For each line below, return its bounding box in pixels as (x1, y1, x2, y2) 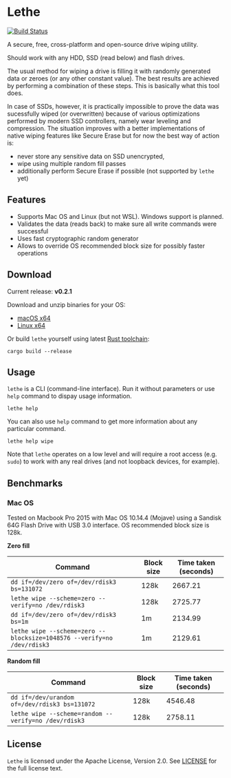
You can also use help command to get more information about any (7, 417, 198, 425)
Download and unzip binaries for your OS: (7, 300, 126, 308)
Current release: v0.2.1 (7, 287, 72, 295)
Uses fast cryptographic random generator (16, 234, 139, 242)
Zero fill (7, 542, 30, 550)
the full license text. (7, 764, 63, 772)
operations (16, 249, 48, 257)
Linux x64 (16, 321, 46, 329)
